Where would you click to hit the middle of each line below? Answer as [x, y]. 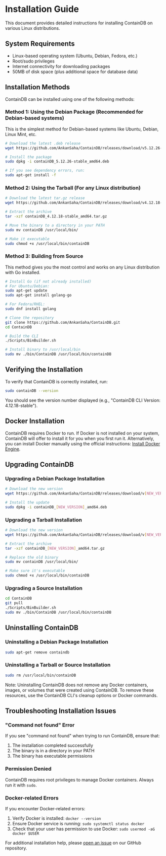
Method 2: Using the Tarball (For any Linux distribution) [73, 188]
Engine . [13, 449]
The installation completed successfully [53, 745]
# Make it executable [27, 239]
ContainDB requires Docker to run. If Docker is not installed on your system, [82, 433]
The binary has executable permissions [52, 756]
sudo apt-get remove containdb [37, 652]
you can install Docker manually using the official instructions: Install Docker [83, 443]
